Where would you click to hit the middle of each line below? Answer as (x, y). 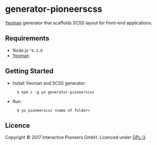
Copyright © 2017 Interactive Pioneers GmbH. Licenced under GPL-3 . (76, 138)
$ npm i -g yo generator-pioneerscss (56, 92)
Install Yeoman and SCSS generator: (49, 83)
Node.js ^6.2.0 (27, 50)
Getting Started (29, 71)
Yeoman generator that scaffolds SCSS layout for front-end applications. (79, 23)
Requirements (27, 38)
